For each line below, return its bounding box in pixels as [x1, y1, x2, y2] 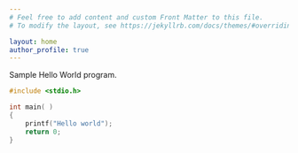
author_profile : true [9, 45, 90, 54]
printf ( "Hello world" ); [25, 119, 114, 128]
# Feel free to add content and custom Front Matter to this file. [9, 12, 264, 22]
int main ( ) [9, 103, 53, 111]
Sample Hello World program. [9, 70, 117, 80]
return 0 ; [25, 127, 62, 136]
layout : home [9, 37, 58, 46]
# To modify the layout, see [9, 21, 117, 30]
